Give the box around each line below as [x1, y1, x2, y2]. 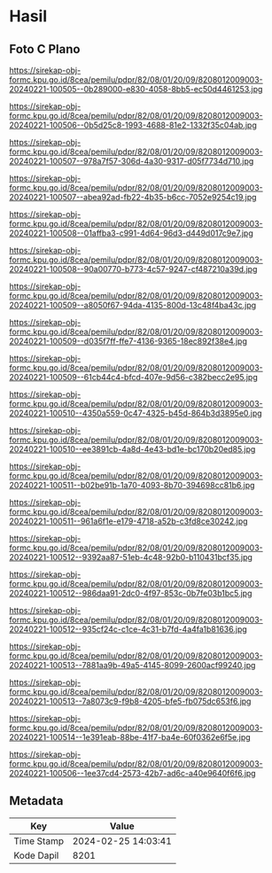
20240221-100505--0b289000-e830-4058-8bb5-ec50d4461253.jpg [9, 84, 263, 94]
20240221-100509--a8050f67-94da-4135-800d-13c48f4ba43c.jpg [9, 300, 257, 310]
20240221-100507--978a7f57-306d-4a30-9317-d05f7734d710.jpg [9, 156, 254, 166]
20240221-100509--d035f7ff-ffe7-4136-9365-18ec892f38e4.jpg [9, 336, 248, 347]
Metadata [9, 793, 64, 808]
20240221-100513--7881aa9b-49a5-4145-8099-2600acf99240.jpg [9, 660, 256, 670]
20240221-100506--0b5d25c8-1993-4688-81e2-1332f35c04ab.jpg [9, 120, 257, 130]
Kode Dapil [13, 849, 59, 861]
